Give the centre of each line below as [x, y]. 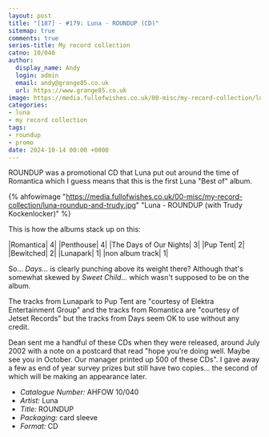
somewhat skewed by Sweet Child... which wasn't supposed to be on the [129, 277]
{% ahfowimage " [37, 196]
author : [21, 61]
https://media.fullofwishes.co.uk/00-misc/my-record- [154, 196]
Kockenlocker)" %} [40, 214]
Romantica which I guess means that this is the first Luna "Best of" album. [130, 181]
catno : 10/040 [32, 53]
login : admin [37, 75]
